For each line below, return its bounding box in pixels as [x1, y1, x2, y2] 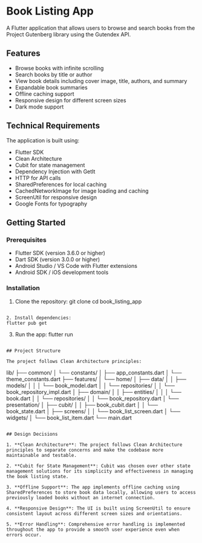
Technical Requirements [6, 121, 100, 131]
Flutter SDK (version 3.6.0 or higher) [15, 250, 106, 257]
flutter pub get [6, 320, 47, 326]
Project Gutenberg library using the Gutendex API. [6, 30, 131, 38]
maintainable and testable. [6, 452, 77, 458]
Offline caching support [15, 90, 74, 98]
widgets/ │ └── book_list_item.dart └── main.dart [6, 414, 132, 421]
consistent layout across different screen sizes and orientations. [6, 510, 183, 516]
